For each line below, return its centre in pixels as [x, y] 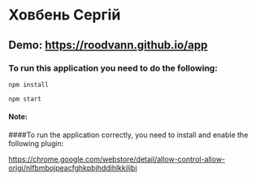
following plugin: [36, 144]
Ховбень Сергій [65, 15]
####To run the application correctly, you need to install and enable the [128, 135]
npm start [25, 99]
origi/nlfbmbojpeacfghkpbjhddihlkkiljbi [73, 168]
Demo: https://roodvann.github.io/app [108, 45]
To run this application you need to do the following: [113, 68]
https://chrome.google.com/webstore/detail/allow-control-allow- [117, 159]
